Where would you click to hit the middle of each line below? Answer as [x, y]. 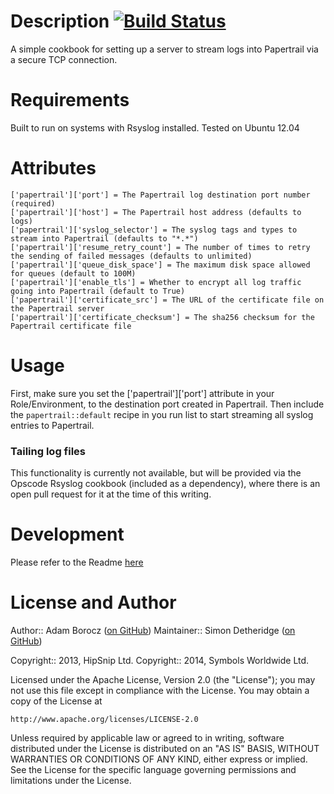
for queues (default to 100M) [73, 273]
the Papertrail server [57, 308]
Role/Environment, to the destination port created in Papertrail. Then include [167, 404]
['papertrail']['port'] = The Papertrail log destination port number [160, 195]
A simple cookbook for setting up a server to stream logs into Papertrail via [164, 49]
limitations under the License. [71, 780]
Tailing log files [48, 451]
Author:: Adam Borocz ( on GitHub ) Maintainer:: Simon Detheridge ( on [153, 630]
